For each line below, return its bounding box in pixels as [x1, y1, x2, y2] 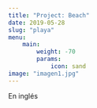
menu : [8, 33, 26, 41]
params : [36, 56, 62, 63]
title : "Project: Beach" [8, 11, 90, 20]
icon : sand [50, 63, 87, 70]
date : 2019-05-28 [8, 19, 65, 27]
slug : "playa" [8, 26, 55, 34]
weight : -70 [36, 48, 76, 56]
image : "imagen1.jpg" [8, 70, 80, 77]
